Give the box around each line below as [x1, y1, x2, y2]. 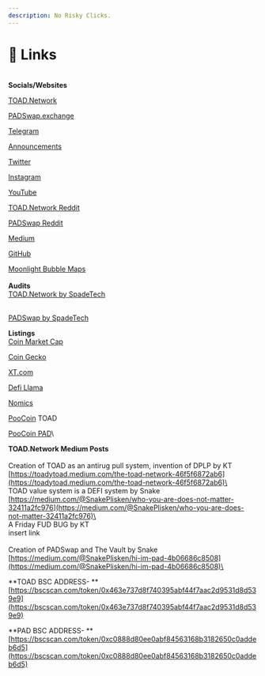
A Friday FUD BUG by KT [8, 519, 89, 529]
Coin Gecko [8, 352, 47, 361]
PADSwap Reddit [8, 218, 63, 228]
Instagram [8, 172, 41, 182]
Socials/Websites [8, 80, 67, 89]
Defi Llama [8, 383, 44, 392]
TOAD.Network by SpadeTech [8, 289, 105, 299]
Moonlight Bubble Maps [8, 264, 86, 274]
